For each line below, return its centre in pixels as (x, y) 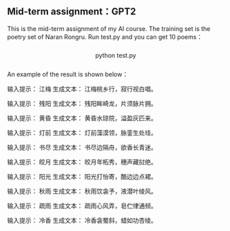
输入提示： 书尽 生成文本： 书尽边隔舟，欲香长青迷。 (82, 147)
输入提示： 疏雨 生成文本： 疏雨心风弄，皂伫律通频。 (82, 206)
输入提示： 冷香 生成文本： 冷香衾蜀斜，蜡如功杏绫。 (82, 220)
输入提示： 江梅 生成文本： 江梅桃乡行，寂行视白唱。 (82, 89)
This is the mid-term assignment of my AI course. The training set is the (109, 28)
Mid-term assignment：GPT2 (72, 12)
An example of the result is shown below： (68, 74)
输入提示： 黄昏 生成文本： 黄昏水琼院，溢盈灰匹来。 (82, 118)
